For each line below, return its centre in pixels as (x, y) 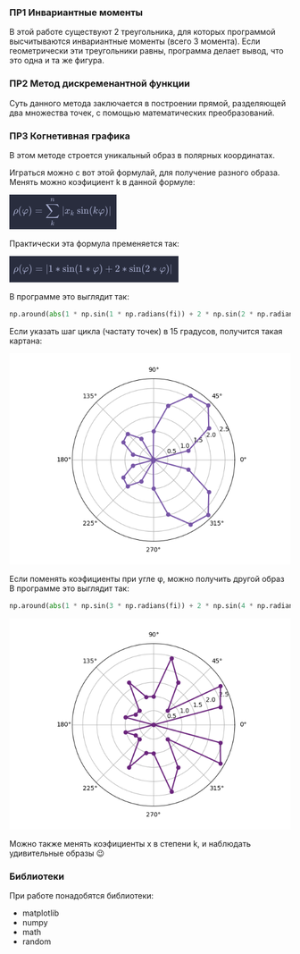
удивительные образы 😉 (57, 853)
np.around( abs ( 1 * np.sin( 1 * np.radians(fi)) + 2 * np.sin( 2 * (131, 314)
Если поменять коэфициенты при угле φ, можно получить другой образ (147, 578)
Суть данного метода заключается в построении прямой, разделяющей (148, 103)
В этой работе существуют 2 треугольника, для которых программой (142, 32)
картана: (26, 341)
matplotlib (41, 913)
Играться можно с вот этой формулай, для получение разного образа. (145, 173)
